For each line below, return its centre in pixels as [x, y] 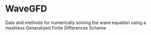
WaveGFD [26, 9]
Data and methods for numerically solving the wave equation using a [75, 22]
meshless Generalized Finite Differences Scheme [56, 27]
